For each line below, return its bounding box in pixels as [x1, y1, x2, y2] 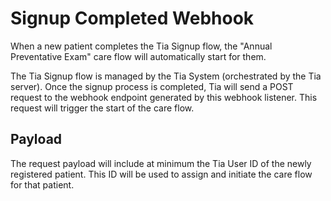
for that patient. [10, 178, 75, 191]
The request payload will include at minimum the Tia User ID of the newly [10, 157, 312, 169]
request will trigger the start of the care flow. [10, 102, 195, 114]
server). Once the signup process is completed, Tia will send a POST [10, 80, 294, 92]
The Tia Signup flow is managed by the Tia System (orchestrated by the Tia [10, 70, 322, 82]
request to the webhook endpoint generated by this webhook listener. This [10, 91, 318, 103]
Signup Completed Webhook [10, 7, 255, 30]
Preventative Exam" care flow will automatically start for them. [10, 50, 267, 62]
